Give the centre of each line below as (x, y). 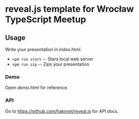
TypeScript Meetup (46, 19)
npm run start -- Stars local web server (53, 59)
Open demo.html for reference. (37, 88)
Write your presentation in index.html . (43, 49)
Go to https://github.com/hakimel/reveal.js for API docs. (62, 111)
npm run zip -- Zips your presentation (51, 64)
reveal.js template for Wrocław (70, 9)
